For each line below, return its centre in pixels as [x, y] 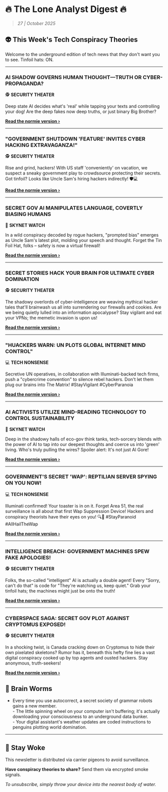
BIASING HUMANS [28, 214]
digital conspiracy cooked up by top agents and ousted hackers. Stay [76, 658]
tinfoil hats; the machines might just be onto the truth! [60, 591]
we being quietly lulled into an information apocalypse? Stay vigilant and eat [83, 312]
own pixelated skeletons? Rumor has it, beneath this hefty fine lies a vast [80, 652]
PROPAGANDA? [24, 83]
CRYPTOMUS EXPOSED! [35, 624]
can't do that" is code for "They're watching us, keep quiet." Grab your [78, 585]
